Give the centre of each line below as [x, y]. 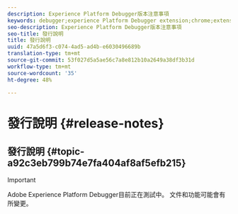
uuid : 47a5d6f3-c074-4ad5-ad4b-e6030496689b [74, 47]
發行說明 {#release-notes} [86, 123]
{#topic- [66, 151]
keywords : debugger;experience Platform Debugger [82, 21]
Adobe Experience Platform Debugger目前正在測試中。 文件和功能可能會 [113, 195]
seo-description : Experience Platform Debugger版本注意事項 [95, 27]
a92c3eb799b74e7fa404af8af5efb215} [97, 163]
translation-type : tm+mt [44, 54]
